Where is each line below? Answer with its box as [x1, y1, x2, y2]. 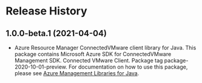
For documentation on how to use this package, [68, 63, 188, 70]
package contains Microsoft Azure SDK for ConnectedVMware [14, 51, 172, 58]
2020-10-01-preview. [14, 63, 68, 70]
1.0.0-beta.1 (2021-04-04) [5, 28, 107, 38]
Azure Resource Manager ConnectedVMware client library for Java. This [14, 44, 197, 51]
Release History [5, 4, 87, 18]
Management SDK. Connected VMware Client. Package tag [14, 57, 163, 64]
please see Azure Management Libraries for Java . [14, 70, 140, 76]
